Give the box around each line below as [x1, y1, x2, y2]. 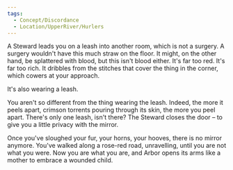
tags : [7, 10, 23, 17]
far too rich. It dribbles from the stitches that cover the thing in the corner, [7, 64, 219, 73]
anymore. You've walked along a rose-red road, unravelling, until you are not [7, 142, 227, 150]
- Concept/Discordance [13, 17, 79, 24]
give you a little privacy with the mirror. [7, 121, 119, 129]
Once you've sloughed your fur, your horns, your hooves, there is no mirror [7, 134, 223, 142]
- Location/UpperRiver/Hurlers [13, 23, 104, 30]
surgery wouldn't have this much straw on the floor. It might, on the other [7, 49, 217, 58]
